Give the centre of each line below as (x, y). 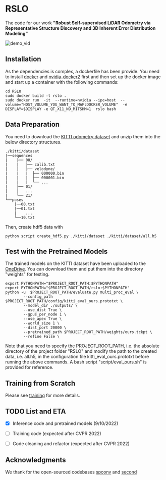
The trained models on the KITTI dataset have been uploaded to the (76, 263)
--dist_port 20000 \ (45, 328)
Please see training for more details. (43, 395)
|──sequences (19, 155)
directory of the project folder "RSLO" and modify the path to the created (81, 351)
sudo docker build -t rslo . (36, 96)
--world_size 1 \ (41, 324)
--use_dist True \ (43, 310)
